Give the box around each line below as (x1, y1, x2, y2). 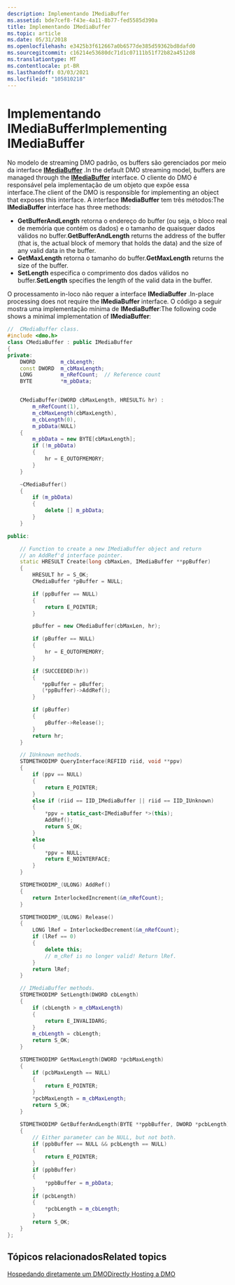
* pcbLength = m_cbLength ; (44, 1206, 120, 1213)
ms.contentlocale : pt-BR (7, 62, 80, 69)
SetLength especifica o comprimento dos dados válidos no (17, 269, 189, 277)
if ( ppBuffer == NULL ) (32, 590, 99, 598)
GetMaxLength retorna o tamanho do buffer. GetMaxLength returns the (17, 254, 225, 263)
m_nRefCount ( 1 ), (32, 404, 80, 411)
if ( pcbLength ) (32, 1193, 77, 1200)
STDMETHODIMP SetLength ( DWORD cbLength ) (20, 991, 139, 998)
